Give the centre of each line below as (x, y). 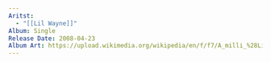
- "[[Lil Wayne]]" (47, 23)
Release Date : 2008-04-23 (52, 38)
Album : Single (32, 31)
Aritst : (21, 16)
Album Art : (27, 46)
